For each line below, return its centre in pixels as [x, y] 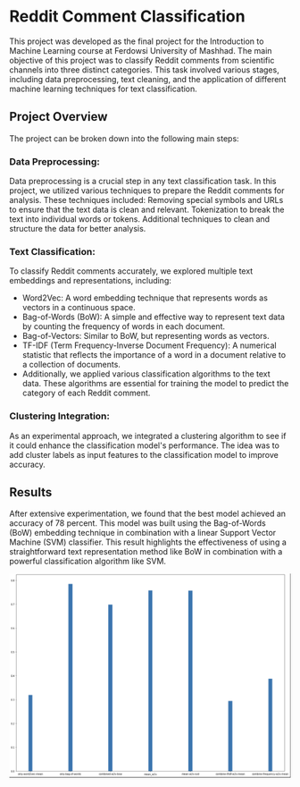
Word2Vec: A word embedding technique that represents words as [145, 298]
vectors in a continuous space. [79, 308]
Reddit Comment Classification [127, 17]
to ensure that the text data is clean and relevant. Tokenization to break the [147, 210]
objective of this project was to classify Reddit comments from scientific [142, 60]
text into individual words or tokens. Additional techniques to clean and [140, 219]
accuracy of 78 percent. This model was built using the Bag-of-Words [137, 523]
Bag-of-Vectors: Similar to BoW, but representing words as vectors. [146, 336]
